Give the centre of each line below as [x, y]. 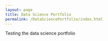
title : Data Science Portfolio [38, 14]
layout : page [19, 10]
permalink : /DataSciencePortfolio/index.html [54, 19]
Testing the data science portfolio [40, 33]
